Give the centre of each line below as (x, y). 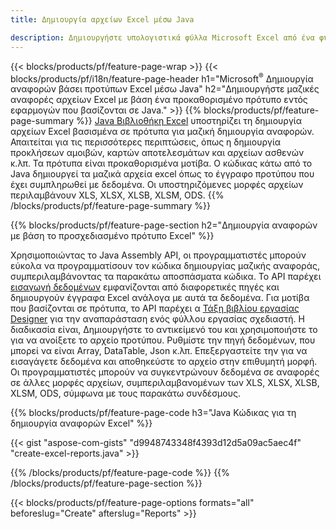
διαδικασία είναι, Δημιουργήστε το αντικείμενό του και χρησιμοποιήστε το (164, 330)
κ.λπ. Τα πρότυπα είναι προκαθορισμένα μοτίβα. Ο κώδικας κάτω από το (161, 163)
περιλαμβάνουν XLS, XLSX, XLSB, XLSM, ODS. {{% (117, 195)
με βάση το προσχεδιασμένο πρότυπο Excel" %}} (112, 236)
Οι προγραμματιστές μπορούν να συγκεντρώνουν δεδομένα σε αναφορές (165, 372)
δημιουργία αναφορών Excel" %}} (81, 423)
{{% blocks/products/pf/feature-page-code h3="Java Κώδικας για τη (153, 413)
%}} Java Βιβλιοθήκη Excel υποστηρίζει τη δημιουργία (189, 121)
